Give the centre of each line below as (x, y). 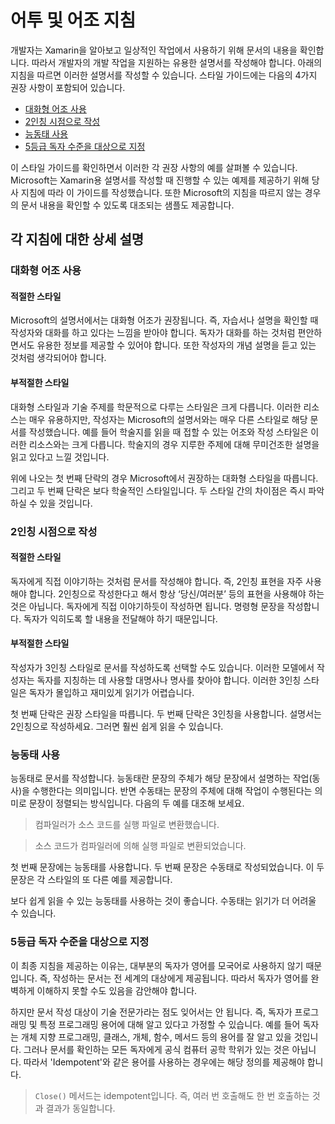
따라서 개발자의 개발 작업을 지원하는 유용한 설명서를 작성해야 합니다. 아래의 (177, 62)
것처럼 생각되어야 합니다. (58, 358)
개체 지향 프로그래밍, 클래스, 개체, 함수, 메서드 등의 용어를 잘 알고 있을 (156, 1037)
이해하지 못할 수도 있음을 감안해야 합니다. (117, 990)
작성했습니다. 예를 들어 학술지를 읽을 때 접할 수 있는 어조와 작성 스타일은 (168, 432)
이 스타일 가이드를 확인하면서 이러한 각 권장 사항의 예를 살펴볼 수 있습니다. (154, 167)
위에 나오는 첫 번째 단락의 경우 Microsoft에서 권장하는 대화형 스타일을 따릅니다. (164, 478)
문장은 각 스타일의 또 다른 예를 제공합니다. (91, 880)
